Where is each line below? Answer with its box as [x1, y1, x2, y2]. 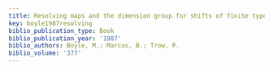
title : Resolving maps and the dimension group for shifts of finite [8, 11, 249, 20]
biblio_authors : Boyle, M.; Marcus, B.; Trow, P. [8, 42, 180, 50]
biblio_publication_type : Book [8, 27, 115, 35]
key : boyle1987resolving [8, 19, 93, 27]
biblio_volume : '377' [8, 49, 82, 57]
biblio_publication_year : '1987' [8, 34, 122, 43]
